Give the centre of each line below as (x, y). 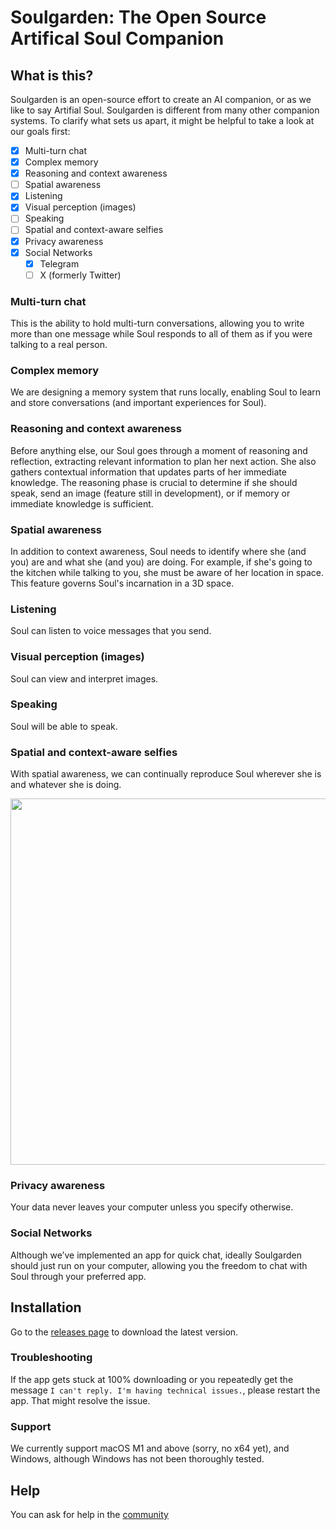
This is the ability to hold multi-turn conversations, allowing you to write (157, 323)
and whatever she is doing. (66, 785)
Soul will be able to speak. (64, 726)
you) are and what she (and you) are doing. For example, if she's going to (161, 562)
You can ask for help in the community (89, 1514)
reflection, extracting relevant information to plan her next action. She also (163, 461)
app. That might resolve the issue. (80, 1400)
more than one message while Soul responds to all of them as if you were (161, 334)
